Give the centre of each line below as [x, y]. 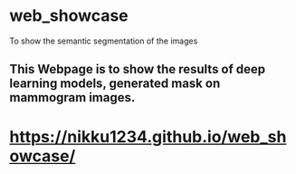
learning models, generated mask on [115, 84]
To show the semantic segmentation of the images [104, 41]
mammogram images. [72, 97]
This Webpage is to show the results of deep [138, 69]
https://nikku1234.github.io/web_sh [148, 136]
